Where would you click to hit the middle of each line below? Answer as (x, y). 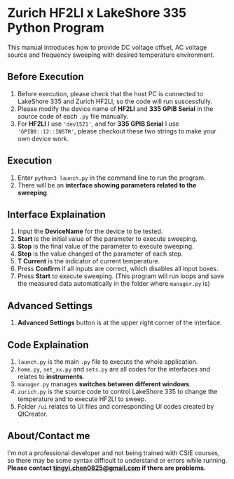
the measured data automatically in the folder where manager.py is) (113, 284)
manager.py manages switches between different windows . (104, 384)
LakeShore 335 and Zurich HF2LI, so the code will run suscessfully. (115, 101)
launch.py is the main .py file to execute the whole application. (108, 362)
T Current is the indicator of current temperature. (89, 261)
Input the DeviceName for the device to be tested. (90, 231)
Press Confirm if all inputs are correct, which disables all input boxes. (118, 269)
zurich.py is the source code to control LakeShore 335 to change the (117, 392)
